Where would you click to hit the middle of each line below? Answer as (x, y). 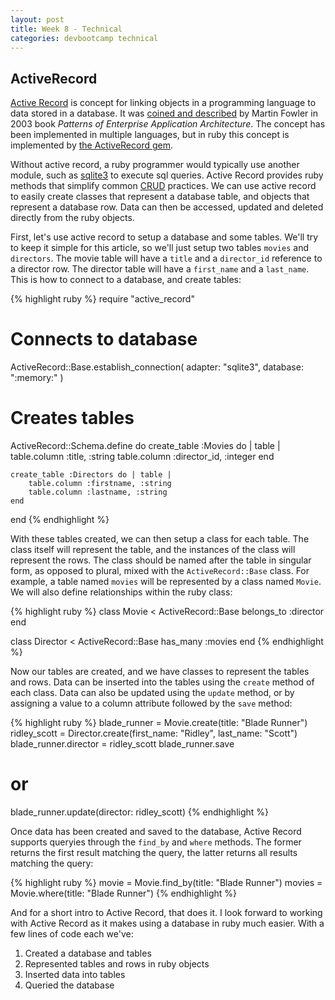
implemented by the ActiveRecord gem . (92, 145)
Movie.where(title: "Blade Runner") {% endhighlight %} (124, 893)
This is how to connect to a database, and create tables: (126, 280)
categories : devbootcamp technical (84, 38)
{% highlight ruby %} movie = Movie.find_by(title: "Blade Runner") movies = (166, 882)
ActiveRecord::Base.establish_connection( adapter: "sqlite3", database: (157, 367)
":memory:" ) (37, 378)
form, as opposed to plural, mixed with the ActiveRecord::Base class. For (160, 571)
